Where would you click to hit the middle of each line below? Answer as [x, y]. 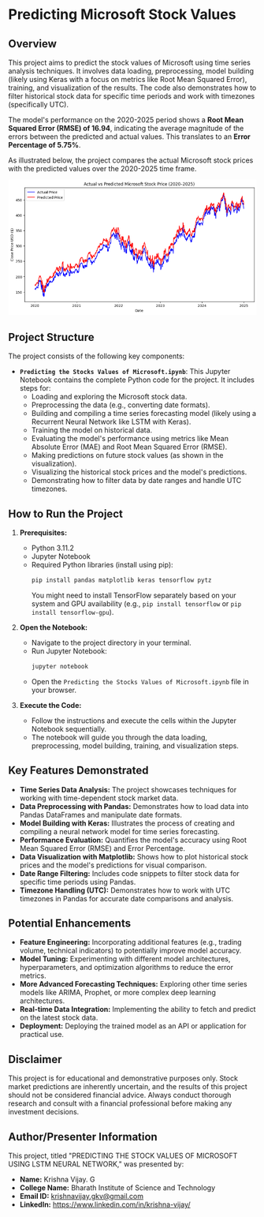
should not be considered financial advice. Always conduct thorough [120, 1095]
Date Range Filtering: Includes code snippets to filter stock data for [130, 873]
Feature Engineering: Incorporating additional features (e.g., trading [130, 942]
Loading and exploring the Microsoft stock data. [109, 397]
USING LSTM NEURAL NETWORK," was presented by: [96, 1164]
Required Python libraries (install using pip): [102, 564]
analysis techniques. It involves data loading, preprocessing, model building [131, 71]
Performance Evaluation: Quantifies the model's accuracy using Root [133, 840]
